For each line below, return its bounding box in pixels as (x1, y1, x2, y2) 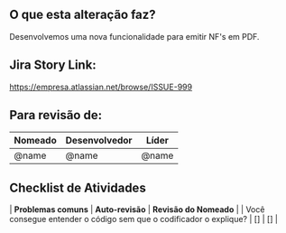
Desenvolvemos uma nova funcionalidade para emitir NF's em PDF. (9, 31, 260, 42)
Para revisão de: (9, 107, 102, 123)
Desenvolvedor (65, 135, 133, 147)
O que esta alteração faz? (9, 7, 156, 23)
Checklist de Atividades (9, 180, 146, 195)
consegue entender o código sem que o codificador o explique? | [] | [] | (9, 214, 278, 225)
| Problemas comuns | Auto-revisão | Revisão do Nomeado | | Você (9, 204, 265, 215)
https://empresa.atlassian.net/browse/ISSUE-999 (9, 81, 192, 92)
